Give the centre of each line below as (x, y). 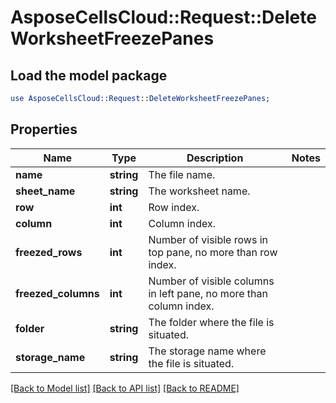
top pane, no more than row (213, 252)
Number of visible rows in (208, 239)
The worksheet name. (199, 191)
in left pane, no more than (208, 293)
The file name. (182, 174)
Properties (44, 129)
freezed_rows (49, 252)
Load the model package (89, 75)
